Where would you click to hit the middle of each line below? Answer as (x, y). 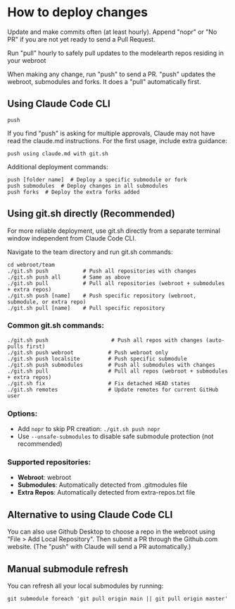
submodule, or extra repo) (47, 302)
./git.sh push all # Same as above (69, 277)
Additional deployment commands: (58, 167)
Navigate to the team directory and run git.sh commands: (90, 252)
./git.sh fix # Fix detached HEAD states (99, 383)
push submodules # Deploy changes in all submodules (88, 186)
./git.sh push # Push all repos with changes (105, 340)
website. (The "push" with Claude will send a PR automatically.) (99, 547)
